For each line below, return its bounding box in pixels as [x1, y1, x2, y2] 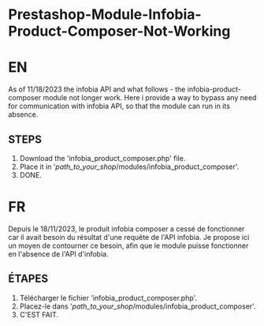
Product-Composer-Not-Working [8, 22, 231, 40]
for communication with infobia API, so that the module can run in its [8, 101, 231, 111]
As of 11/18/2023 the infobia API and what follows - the [8, 84, 186, 94]
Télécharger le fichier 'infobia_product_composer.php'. [19, 293, 198, 302]
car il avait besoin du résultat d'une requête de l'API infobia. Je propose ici [8, 232, 250, 242]
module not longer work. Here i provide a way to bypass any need [43, 93, 257, 103]
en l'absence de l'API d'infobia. [8, 249, 109, 258]
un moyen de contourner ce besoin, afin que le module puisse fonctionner [8, 241, 249, 250]
